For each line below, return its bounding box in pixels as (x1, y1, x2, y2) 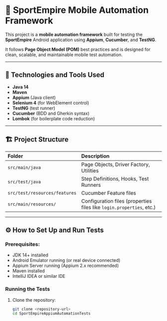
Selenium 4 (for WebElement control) (12, 99, 89, 106)
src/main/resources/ (7, 201, 56, 207)
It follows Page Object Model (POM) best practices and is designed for (5, 46, 151, 52)
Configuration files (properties (81, 197, 152, 204)
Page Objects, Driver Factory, (81, 161, 150, 168)
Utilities (81, 167, 99, 174)
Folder (7, 153, 23, 160)
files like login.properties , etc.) (81, 204, 156, 211)
